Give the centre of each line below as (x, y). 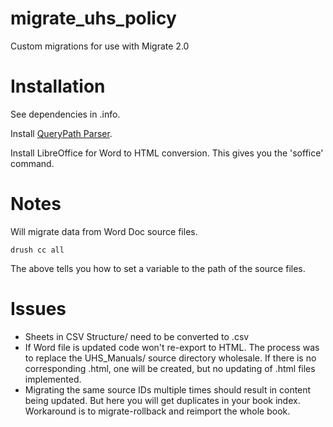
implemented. (53, 379)
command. (32, 163)
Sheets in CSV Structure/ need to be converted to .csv (137, 336)
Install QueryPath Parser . (61, 133)
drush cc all (37, 250)
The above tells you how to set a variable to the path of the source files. (158, 268)
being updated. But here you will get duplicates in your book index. (162, 400)
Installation (58, 86)
